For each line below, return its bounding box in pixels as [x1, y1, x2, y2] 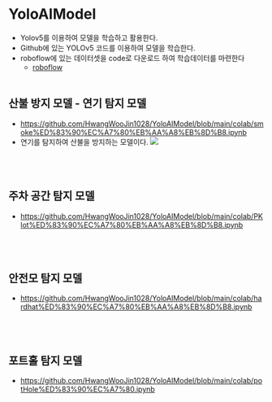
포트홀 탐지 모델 [8, 353, 83, 367]
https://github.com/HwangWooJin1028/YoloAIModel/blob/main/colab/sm [19, 119, 264, 129]
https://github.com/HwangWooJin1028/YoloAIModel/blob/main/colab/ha [19, 294, 262, 304]
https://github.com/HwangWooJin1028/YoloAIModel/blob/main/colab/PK [19, 211, 264, 221]
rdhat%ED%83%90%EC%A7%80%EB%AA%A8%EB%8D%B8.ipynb [19, 302, 253, 312]
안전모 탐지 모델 [8, 271, 83, 285]
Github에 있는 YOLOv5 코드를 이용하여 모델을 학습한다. [19, 42, 196, 53]
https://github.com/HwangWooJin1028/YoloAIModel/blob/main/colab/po [19, 376, 262, 386]
